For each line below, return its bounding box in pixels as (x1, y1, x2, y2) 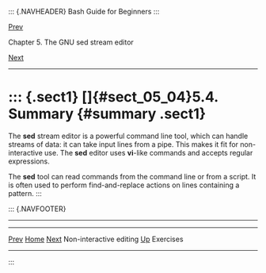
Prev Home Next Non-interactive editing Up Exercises (8, 234, 184, 244)
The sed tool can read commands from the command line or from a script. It (8, 171, 256, 181)
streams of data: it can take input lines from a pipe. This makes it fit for (8, 139, 239, 149)
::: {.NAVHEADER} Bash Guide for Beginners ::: (8, 7, 160, 16)
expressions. (8, 156, 50, 166)
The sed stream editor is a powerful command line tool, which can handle (8, 131, 249, 140)
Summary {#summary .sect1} (8, 105, 207, 123)
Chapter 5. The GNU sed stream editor (8, 37, 135, 47)
